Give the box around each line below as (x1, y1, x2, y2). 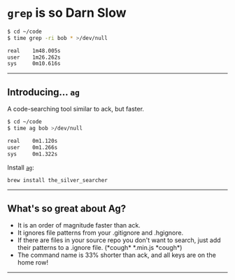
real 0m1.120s (7, 137, 58, 144)
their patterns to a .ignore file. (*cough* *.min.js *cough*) (17, 244, 183, 252)
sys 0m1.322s (7, 150, 58, 157)
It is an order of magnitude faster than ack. (17, 221, 141, 230)
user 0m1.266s (7, 143, 58, 151)
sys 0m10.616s (7, 60, 61, 67)
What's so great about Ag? (7, 202, 127, 214)
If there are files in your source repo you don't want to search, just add (17, 236, 222, 244)
